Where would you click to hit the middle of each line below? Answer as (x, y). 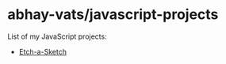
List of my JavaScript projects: (57, 36)
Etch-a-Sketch (42, 51)
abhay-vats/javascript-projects (113, 15)
